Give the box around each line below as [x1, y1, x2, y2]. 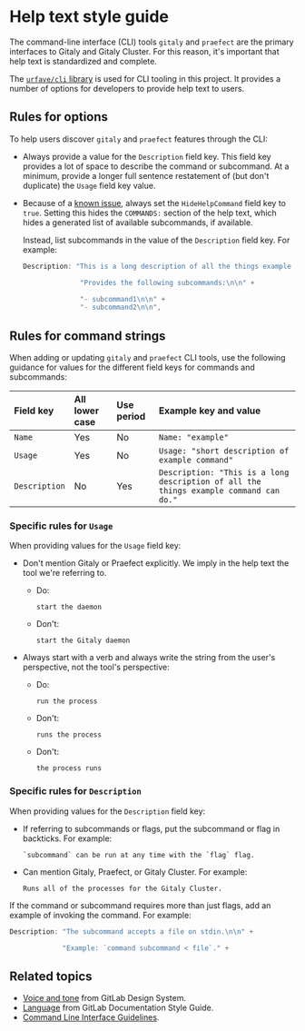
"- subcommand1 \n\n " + [80, 294, 166, 303]
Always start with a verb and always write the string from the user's [22, 652, 276, 663]
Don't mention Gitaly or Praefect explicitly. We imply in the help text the [22, 558, 290, 569]
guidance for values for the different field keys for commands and [9, 362, 256, 373]
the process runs [35, 764, 103, 773]
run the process [35, 697, 98, 706]
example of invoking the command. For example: [9, 909, 192, 920]
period [116, 411, 146, 423]
